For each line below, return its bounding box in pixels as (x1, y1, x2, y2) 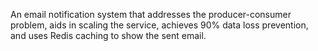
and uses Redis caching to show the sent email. (10, 30, 207, 41)
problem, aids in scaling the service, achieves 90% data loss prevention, (10, 19, 309, 31)
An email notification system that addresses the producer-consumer (10, 9, 292, 20)
